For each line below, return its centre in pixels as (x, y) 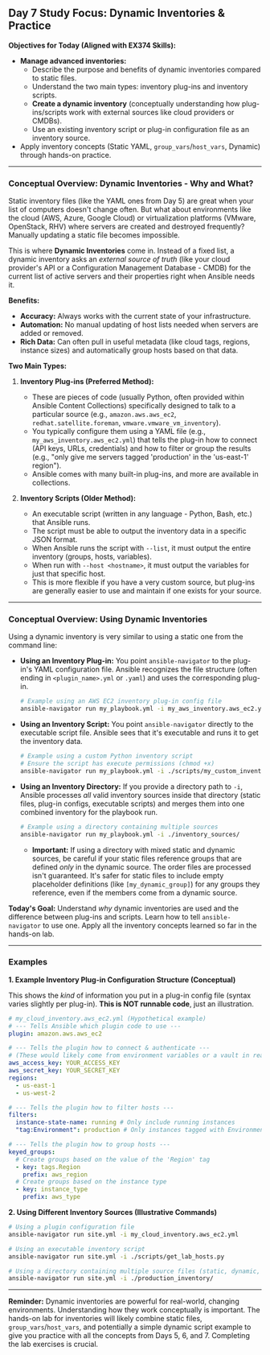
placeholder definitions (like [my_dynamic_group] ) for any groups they (146, 884)
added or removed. (52, 333)
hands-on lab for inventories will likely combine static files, (105, 1319)
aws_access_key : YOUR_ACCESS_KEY (64, 1063)
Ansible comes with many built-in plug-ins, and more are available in (145, 474)
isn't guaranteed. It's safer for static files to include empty (128, 875)
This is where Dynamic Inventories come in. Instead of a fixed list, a (121, 251)
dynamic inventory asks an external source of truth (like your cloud (119, 259)
